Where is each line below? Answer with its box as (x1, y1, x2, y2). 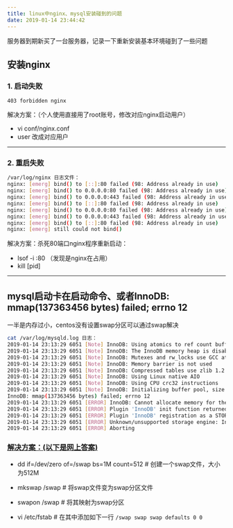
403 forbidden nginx (7, 98, 67, 105)
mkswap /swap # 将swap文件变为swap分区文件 (17, 483, 154, 491)
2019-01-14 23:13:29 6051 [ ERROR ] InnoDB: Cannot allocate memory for (7, 399, 216, 406)
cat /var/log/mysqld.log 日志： (7, 334, 98, 342)
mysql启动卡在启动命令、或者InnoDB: (7, 290, 170, 302)
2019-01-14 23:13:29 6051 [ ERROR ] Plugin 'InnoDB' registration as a (7, 412, 213, 419)
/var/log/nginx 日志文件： (7, 174, 80, 181)
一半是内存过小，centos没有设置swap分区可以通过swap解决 (7, 321, 179, 330)
